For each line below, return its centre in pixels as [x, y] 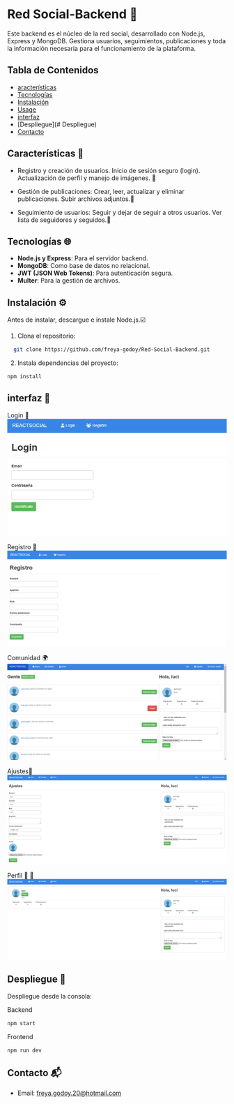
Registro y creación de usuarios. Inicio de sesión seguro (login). [109, 170]
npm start [22, 1023]
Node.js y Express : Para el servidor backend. [83, 258]
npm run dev [24, 1050]
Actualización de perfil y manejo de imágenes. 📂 [87, 178]
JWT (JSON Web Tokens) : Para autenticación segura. [95, 273]
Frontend [20, 1036]
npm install [24, 377]
